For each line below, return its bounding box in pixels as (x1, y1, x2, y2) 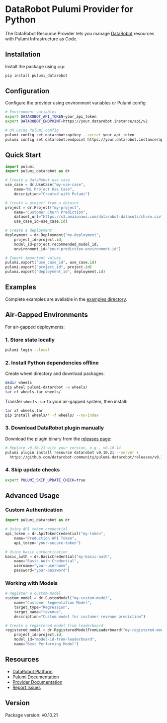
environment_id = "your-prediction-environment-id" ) (14, 246, 121, 252)
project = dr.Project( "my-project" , (5, 205, 81, 210)
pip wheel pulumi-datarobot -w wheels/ (5, 384, 88, 390)
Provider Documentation (12, 679, 63, 685)
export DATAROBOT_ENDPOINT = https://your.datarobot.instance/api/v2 (5, 119, 148, 124)
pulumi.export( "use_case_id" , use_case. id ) (5, 260, 97, 265)
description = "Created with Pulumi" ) (14, 191, 90, 196)
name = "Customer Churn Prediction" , (14, 210, 88, 215)
